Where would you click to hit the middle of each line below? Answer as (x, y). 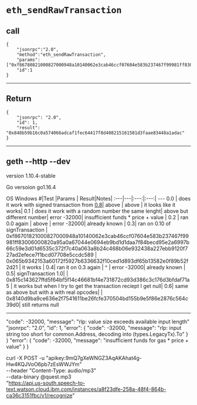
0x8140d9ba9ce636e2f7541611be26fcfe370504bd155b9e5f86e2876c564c (97, 298)
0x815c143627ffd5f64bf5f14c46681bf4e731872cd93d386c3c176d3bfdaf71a (98, 280)
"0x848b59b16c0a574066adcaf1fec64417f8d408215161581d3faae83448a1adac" (95, 133)
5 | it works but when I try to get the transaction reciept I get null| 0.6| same (97, 286)
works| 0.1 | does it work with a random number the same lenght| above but (97, 211)
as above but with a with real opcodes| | (55, 292)
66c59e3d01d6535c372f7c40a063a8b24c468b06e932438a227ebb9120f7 (97, 248)
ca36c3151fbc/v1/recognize (39, 395)
